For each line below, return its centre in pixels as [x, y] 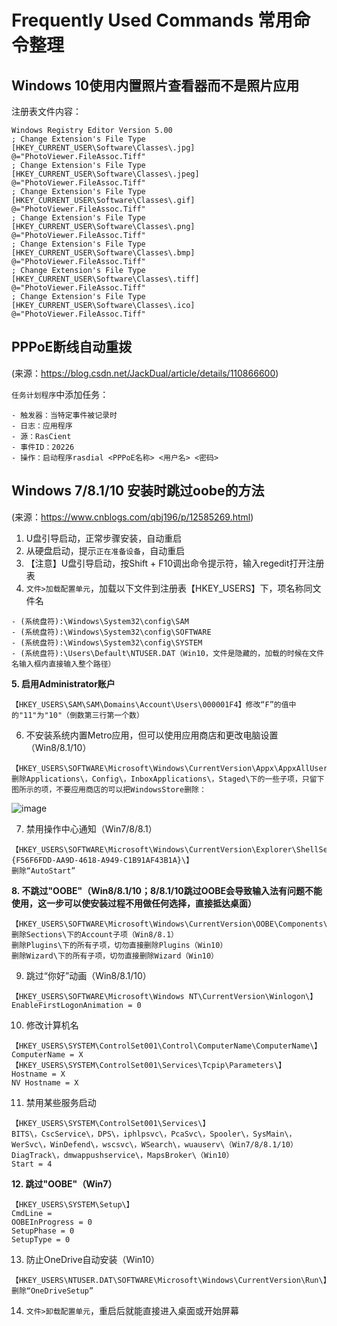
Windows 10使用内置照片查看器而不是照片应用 [155, 85]
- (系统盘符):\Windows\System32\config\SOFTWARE [111, 632]
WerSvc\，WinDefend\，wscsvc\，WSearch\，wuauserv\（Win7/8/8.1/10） [154, 1144]
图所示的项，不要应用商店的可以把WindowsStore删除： [109, 789]
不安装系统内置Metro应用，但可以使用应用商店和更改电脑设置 [152, 735]
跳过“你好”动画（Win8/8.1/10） [88, 975]
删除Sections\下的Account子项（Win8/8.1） [95, 934]
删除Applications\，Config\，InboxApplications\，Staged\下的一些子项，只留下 [168, 779]
